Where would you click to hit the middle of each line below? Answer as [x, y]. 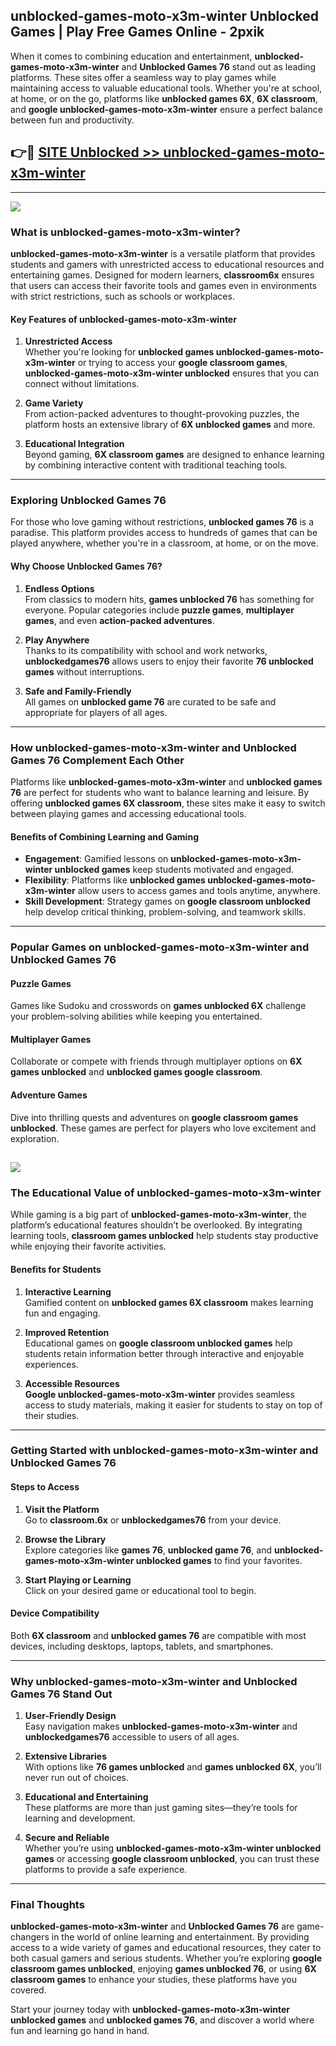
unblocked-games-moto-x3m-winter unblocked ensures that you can [172, 373]
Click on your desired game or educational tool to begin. [140, 1590]
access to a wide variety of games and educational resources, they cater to [166, 1948]
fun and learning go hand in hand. [80, 2031]
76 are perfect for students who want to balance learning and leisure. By [160, 792]
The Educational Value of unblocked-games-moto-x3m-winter [166, 1192]
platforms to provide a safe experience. [106, 1870]
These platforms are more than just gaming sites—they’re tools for [161, 1808]
